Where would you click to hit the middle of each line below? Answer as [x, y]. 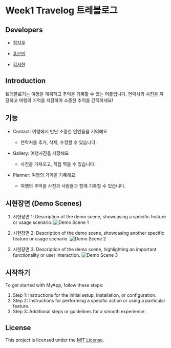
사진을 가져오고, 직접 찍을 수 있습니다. [58, 164]
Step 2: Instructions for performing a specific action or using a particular [89, 301]
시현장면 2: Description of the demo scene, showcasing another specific [89, 233]
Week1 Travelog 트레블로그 [61, 11]
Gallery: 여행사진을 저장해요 [41, 153]
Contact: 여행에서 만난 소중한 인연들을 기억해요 [60, 131]
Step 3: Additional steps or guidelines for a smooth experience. [79, 312]
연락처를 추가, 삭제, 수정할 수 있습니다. [59, 142]
